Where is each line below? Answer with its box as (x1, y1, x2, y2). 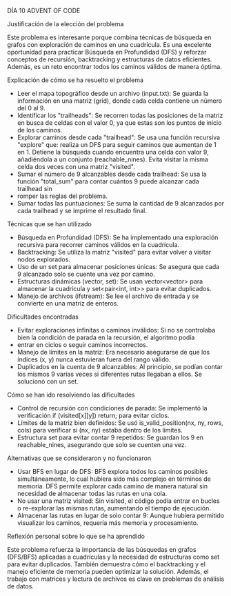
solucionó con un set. (17, 377, 79, 386)
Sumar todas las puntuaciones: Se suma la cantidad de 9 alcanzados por (17, 199, 225, 207)
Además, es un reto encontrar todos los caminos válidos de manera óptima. (7, 63, 222, 70)
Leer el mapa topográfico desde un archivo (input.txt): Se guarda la (17, 90, 209, 97)
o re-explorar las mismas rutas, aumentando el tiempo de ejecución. (17, 504, 212, 512)
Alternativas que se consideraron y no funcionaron (7, 454, 152, 462)
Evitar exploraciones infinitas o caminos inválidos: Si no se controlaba (17, 326, 216, 334)
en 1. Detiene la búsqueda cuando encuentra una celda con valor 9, (17, 148, 209, 156)
